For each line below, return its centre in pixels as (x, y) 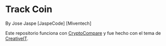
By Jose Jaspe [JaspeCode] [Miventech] (49, 23)
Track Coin (29, 9)
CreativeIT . (17, 38)
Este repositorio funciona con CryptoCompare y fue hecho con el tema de (83, 33)
